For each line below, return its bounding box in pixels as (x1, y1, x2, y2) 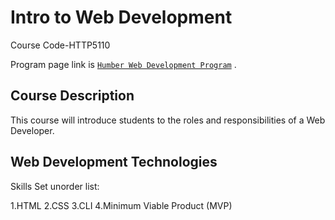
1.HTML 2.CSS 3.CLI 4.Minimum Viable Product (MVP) (10, 199, 233, 211)
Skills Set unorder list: (10, 180, 100, 192)
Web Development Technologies (10, 154, 218, 171)
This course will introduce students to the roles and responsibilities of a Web (10, 114, 326, 126)
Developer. (10, 124, 55, 136)
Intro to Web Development (10, 6, 233, 29)
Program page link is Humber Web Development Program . (10, 58, 237, 70)
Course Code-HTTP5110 (10, 39, 111, 51)
